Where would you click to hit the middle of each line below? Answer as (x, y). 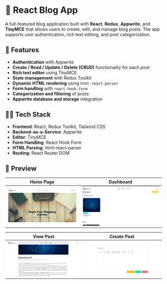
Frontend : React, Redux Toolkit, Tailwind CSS (59, 127)
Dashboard (121, 182)
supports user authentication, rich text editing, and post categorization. (78, 34)
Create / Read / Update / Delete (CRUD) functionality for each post (81, 67)
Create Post (122, 236)
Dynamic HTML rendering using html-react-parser (65, 83)
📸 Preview (21, 168)
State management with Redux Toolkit (52, 78)
